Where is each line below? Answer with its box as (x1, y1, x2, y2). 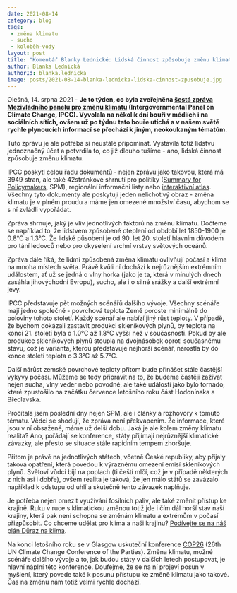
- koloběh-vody (10, 43, 55, 50)
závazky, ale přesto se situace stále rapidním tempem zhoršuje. (7, 439, 192, 447)
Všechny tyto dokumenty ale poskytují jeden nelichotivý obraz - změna (7, 190, 214, 199)
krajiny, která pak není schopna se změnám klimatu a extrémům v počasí (7, 512, 219, 520)
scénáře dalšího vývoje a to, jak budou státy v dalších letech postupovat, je (7, 556, 226, 564)
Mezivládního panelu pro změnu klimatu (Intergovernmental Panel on (7, 103, 214, 112)
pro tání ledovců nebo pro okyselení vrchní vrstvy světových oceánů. (7, 242, 208, 250)
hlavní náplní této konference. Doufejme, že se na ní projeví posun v (7, 563, 205, 571)
